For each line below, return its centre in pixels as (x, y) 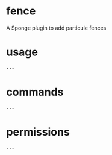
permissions (38, 132)
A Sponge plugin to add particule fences (56, 28)
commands (35, 92)
